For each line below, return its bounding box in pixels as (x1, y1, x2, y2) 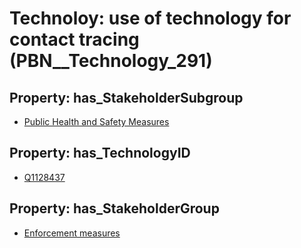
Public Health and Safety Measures (23, 116, 170, 127)
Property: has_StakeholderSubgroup (9, 89, 244, 106)
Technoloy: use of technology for (9, 7, 292, 30)
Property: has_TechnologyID (9, 145, 191, 162)
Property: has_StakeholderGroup (9, 200, 220, 217)
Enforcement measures (23, 227, 121, 239)
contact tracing (9, 28, 140, 51)
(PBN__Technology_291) (9, 50, 213, 72)
